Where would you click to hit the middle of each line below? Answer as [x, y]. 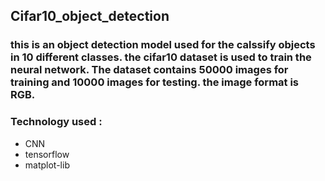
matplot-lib [47, 165]
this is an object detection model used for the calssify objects [163, 45]
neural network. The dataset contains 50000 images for [149, 70]
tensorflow [47, 154]
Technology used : [56, 122]
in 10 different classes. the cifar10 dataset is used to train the [161, 57]
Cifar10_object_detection [90, 16]
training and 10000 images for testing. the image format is [155, 82]
